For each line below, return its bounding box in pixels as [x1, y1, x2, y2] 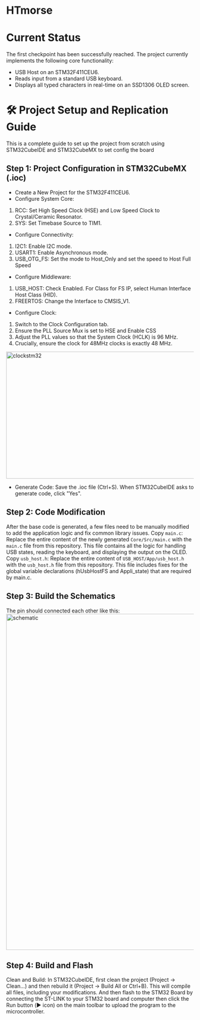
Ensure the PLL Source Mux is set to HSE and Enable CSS [14, 327, 157, 334]
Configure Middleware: [14, 273, 71, 280]
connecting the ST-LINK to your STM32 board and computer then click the [6, 996, 189, 1003]
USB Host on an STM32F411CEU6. [14, 69, 99, 76]
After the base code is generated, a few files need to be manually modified [6, 523, 189, 530]
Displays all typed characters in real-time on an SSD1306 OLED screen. [14, 81, 190, 88]
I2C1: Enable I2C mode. [14, 243, 73, 250]
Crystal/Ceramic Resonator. [14, 213, 83, 220]
